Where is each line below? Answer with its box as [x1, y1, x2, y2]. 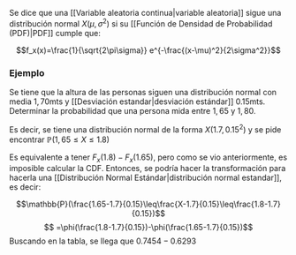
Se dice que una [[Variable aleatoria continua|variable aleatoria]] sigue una [9, 8, 282, 18]
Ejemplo [9, 66, 45, 79]
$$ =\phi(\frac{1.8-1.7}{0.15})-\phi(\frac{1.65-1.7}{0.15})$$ [43, 222, 254, 233]
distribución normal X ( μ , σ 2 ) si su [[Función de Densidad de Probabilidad [9, 17, 273, 29]
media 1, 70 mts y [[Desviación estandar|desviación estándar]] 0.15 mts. [9, 96, 266, 107]
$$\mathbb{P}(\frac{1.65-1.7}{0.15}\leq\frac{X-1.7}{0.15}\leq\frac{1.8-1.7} [16, 199, 281, 210]
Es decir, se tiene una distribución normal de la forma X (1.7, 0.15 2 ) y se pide [9, 123, 282, 135]
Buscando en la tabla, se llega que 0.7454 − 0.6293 [9, 236, 197, 246]
